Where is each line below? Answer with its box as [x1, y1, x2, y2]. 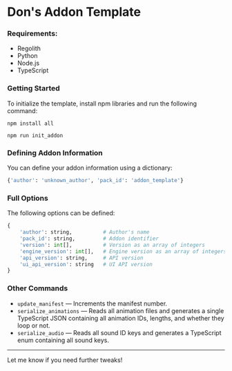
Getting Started [7, 83, 60, 93]
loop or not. [17, 321, 50, 330]
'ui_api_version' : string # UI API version [19, 261, 153, 268]
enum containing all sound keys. [17, 336, 109, 344]
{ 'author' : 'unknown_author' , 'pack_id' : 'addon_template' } [7, 177, 184, 184]
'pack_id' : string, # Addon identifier [19, 235, 159, 242]
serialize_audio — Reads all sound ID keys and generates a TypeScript [17, 328, 222, 337]
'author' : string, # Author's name [19, 229, 150, 236]
